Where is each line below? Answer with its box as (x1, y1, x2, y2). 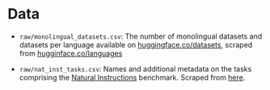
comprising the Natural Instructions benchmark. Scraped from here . (19, 72, 246, 82)
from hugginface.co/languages (19, 48, 123, 58)
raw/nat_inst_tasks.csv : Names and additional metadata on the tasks (19, 63, 252, 73)
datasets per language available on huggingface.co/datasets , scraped (19, 39, 253, 49)
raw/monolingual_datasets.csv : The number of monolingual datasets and (19, 31, 263, 41)
